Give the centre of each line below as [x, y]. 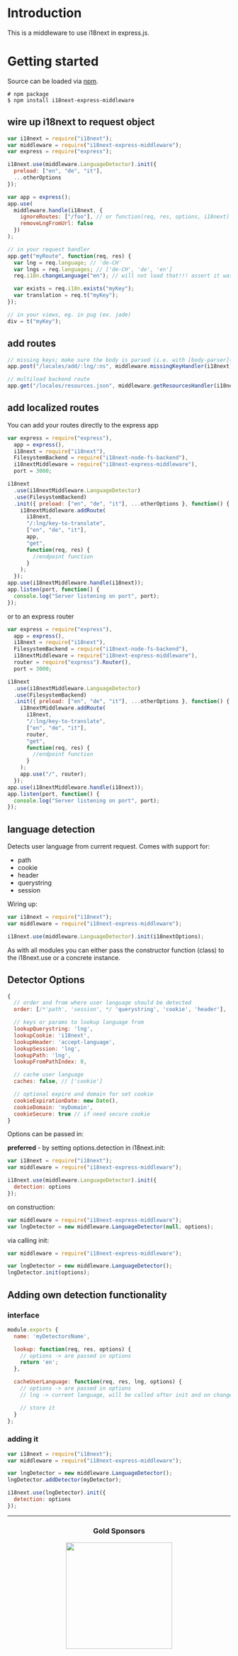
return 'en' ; [39, 1362]
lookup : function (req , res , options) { [73, 1349]
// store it [38, 1407]
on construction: [31, 1207]
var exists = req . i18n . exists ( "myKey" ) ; [74, 289]
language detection [51, 829]
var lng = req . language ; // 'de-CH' [68, 263]
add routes [32, 343]
